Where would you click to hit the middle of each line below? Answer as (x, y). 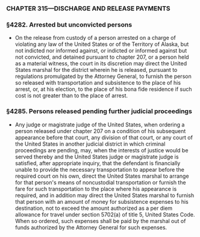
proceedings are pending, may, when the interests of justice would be (102, 150)
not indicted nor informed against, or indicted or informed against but (101, 51)
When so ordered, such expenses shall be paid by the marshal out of (100, 221)
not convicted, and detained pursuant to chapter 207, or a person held (102, 57)
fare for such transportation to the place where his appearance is (96, 189)
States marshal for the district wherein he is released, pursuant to (96, 70)
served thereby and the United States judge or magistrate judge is (97, 157)
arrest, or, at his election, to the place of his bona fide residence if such (103, 89)
